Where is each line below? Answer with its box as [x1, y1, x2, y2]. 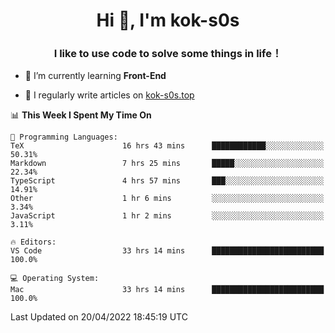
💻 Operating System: [10, 274, 100, 284]
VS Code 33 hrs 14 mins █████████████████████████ [10, 246, 325, 256]
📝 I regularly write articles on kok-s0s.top [24, 89, 195, 101]
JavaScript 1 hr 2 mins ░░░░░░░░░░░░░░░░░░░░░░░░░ [10, 211, 325, 221]
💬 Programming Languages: [10, 132, 118, 143]
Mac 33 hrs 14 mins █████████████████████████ [10, 285, 325, 295]
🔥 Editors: [10, 237, 57, 248]
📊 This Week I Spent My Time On [10, 109, 152, 121]
